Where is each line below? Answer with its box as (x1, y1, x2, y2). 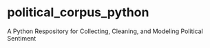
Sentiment (7, 34, 36, 42)
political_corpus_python (7, 5, 149, 20)
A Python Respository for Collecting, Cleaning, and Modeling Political (7, 27, 203, 35)
